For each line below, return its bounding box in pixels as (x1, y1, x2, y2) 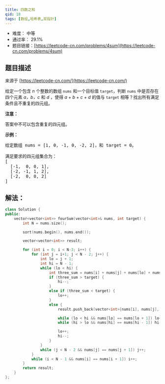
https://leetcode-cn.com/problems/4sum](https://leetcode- (35, 43, 156, 49)
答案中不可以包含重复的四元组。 (5, 121, 70, 127)
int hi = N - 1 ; (40, 261, 74, 266)
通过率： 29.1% (12, 36, 43, 42)
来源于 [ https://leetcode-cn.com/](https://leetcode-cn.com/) (5, 78, 127, 84)
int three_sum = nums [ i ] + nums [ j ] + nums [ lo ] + (49, 270, 151, 275)
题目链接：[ (12, 43, 36, 49)
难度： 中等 (12, 30, 35, 36)
